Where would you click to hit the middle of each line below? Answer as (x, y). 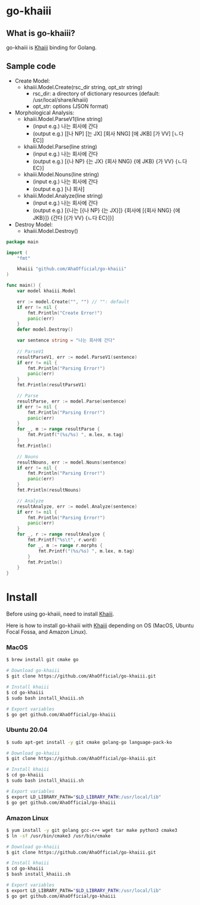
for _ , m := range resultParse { (59, 429)
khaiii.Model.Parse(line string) (60, 146)
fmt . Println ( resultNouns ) (49, 490)
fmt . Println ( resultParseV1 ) (52, 385)
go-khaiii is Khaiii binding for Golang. (52, 47)
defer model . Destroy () (45, 330)
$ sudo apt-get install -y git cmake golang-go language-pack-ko (89, 742)
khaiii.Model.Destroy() (51, 231)
